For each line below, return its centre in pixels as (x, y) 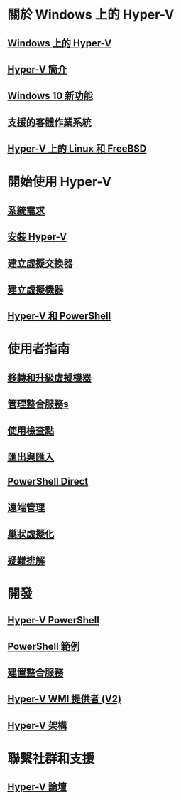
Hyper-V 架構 (37, 726)
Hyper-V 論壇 (37, 787)
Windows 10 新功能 (50, 96)
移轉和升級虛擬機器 (49, 378)
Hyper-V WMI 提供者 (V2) (65, 699)
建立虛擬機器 (35, 289)
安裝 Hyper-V (37, 237)
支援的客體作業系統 (49, 122)
